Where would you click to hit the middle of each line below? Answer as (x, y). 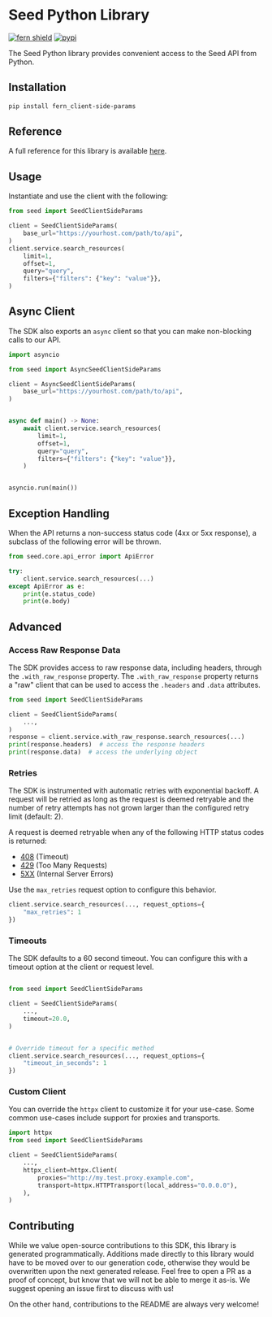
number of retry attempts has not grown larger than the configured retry (129, 808)
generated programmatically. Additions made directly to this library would (131, 1254)
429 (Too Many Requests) (64, 865)
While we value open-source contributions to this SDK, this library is (123, 1245)
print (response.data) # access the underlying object (103, 752)
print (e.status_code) (59, 594)
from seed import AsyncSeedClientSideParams (85, 369)
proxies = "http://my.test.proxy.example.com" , (116, 1178)
